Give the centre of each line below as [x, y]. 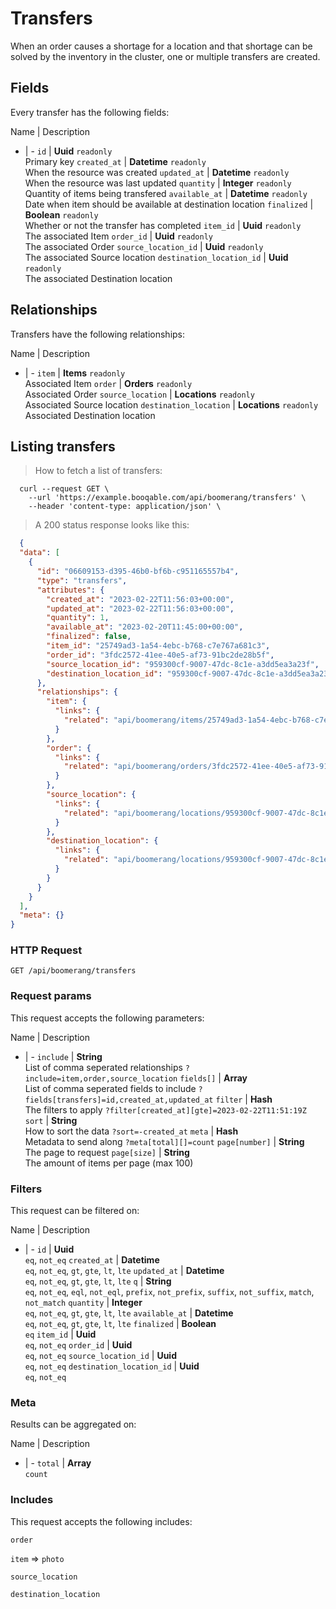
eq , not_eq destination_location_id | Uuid [112, 1366]
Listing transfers [63, 446]
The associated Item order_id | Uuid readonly [119, 236]
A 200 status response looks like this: [112, 525]
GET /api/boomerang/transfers [73, 971]
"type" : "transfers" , [82, 580]
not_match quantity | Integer [83, 1303]
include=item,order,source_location [101, 1078]
